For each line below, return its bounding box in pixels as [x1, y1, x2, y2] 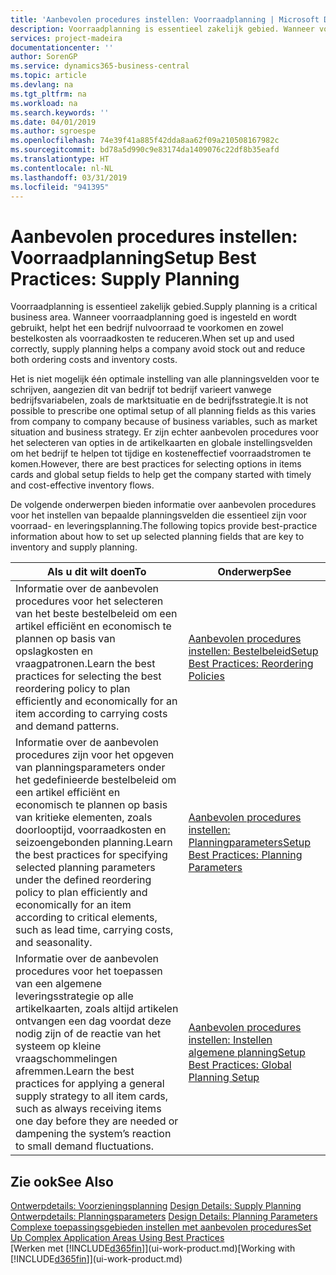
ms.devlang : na [10, 80, 74, 90]
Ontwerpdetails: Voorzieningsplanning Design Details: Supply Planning [10, 1200, 302, 1212]
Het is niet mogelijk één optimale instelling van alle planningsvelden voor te [10, 373, 320, 385]
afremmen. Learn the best [15, 1064, 135, 1078]
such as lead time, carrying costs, [15, 923, 174, 937]
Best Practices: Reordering [188, 657, 314, 671]
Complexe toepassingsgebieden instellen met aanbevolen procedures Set [10, 1221, 312, 1233]
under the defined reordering [15, 873, 152, 887]
